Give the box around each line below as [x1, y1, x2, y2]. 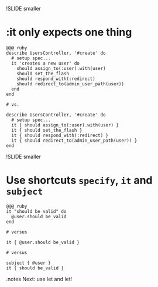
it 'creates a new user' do [11, 60, 80, 66]
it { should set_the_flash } [11, 127, 83, 133]
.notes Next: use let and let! [6, 275, 73, 282]
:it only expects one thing [6, 26, 132, 39]
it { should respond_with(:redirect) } [11, 132, 109, 138]
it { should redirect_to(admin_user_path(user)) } [11, 138, 138, 143]
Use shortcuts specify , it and [6, 173, 153, 187]
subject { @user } [6, 260, 51, 266]
